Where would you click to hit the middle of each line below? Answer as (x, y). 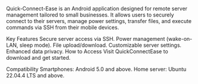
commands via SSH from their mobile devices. (63, 27)
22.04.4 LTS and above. (35, 75)
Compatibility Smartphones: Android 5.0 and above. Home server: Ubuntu (96, 69)
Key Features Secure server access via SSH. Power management (86, 39)
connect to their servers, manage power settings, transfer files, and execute (99, 21)
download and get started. (39, 58)
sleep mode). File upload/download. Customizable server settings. (101, 45)
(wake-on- (179, 39)
